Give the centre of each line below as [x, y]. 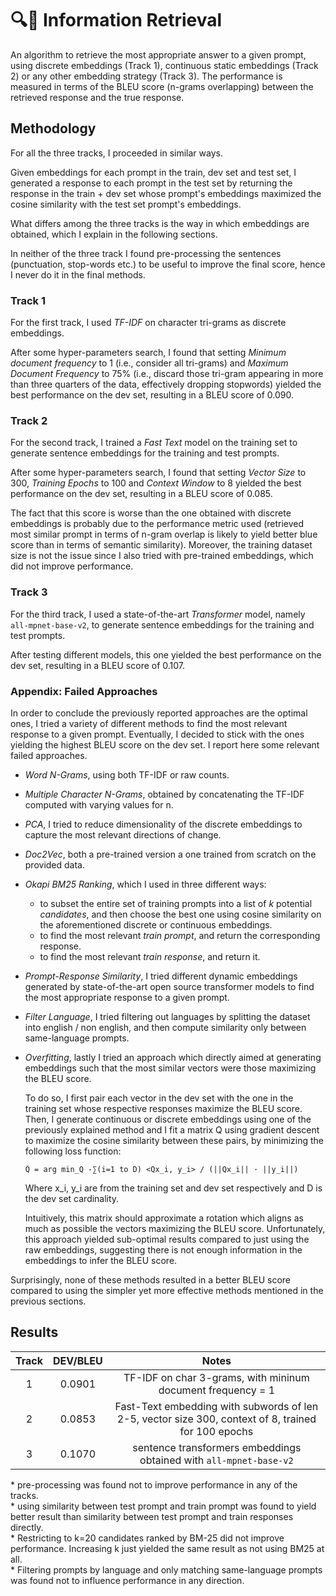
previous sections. [48, 1301]
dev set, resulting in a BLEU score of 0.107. [98, 665]
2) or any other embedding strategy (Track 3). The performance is [146, 76]
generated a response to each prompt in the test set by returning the [151, 183]
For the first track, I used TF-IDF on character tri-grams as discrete [148, 323]
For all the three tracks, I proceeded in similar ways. [116, 153]
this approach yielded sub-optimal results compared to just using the [167, 1239]
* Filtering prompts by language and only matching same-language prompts [166, 1569]
